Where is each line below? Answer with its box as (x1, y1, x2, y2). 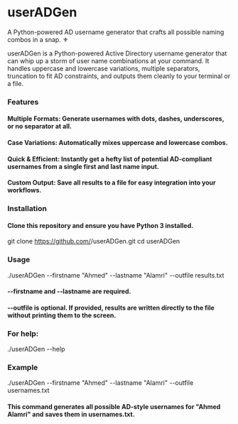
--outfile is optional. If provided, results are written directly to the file (7, 303, 215, 312)
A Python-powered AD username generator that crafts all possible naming (7, 28, 225, 36)
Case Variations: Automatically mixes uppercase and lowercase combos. (7, 138, 229, 147)
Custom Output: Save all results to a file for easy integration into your (7, 178, 216, 187)
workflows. (7, 186, 42, 195)
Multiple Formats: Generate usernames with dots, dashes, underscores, (7, 114, 225, 123)
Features (7, 97, 39, 107)
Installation (7, 204, 48, 214)
